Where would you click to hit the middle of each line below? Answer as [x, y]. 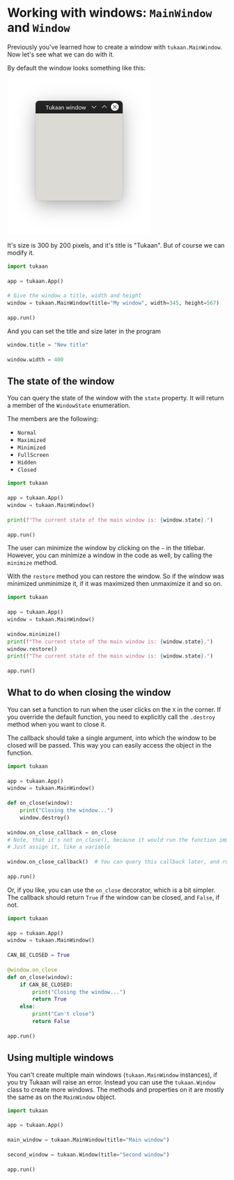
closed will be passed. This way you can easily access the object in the [110, 745]
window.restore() [32, 649]
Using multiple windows [61, 1058]
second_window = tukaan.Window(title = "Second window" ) [88, 1155]
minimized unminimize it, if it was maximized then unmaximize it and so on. [115, 584]
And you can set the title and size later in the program [84, 331]
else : [28, 1007]
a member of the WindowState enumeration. [69, 405]
